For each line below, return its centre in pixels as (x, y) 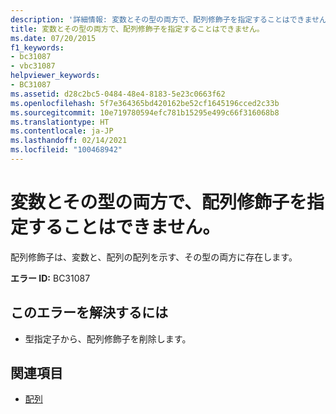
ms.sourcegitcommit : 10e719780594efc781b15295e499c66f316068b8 (145, 112)
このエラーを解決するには (89, 312)
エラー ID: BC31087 (50, 278)
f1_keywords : (37, 47)
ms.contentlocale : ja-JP (62, 131)
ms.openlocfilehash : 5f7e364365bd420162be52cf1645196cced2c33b (145, 103)
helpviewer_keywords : (55, 76)
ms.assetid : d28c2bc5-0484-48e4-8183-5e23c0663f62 (118, 94)
